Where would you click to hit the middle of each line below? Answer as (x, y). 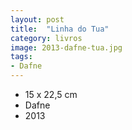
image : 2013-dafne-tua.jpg (66, 47)
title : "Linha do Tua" (60, 29)
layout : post (37, 19)
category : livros (46, 38)
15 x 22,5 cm (51, 94)
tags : (21, 57)
